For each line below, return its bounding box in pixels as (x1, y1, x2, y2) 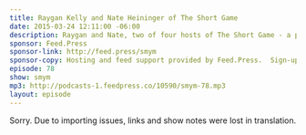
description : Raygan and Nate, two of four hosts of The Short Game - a (9, 30, 291, 39)
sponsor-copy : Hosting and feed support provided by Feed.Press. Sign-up (9, 56, 300, 65)
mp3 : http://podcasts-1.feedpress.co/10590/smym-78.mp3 (9, 81, 226, 90)
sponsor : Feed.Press (9, 38, 88, 48)
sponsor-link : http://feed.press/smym (9, 47, 157, 57)
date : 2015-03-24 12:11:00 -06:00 (9, 22, 141, 31)
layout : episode (9, 89, 71, 99)
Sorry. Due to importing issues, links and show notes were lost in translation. (9, 115, 297, 126)
